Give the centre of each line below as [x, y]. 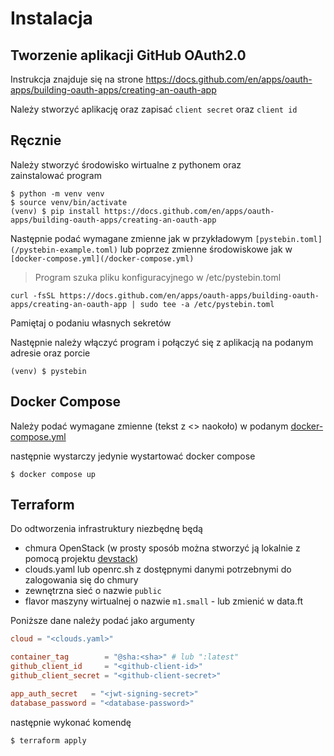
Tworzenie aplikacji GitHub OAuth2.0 [128, 55]
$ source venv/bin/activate [69, 202]
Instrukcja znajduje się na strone [77, 79]
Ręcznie [36, 140]
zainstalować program [56, 175]
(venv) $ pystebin [48, 371]
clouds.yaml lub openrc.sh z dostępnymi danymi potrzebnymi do [158, 569]
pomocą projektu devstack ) [81, 559]
